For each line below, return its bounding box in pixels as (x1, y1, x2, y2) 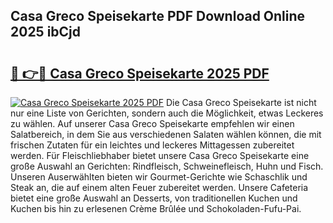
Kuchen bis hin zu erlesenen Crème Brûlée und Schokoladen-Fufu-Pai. (10, 203, 302, 214)
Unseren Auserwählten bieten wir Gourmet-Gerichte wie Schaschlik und (10, 171, 308, 183)
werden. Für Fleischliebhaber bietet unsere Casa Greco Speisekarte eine (10, 150, 310, 161)
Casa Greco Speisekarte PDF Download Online (10, 8, 306, 25)
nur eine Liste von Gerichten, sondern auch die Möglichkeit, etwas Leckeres (10, 107, 324, 119)
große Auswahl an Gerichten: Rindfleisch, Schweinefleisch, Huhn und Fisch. (10, 160, 324, 172)
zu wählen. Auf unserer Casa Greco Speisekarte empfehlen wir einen (10, 118, 295, 129)
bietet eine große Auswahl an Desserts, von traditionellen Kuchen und (10, 192, 298, 204)
